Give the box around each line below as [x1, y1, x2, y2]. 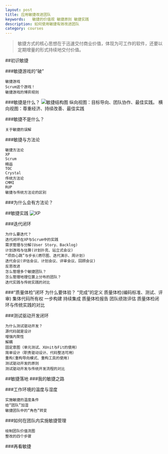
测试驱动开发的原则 [5, 361, 39, 366]
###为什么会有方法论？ [5, 200, 54, 206]
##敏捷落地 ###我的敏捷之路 [5, 376, 65, 382]
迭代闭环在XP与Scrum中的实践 [5, 237, 59, 242]
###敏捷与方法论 [5, 137, 40, 143]
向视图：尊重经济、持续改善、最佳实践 [5, 106, 84, 112]
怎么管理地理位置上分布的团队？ [5, 275, 62, 280]
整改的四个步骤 [5, 434, 32, 439]
